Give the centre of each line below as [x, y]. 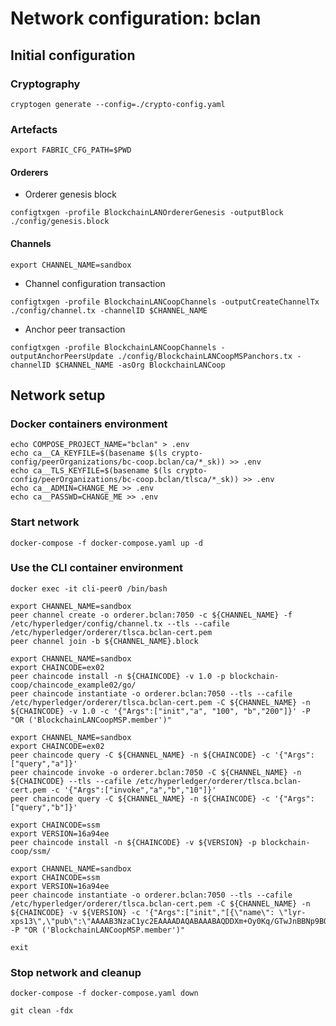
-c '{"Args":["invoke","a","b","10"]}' [133, 790]
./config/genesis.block [60, 222]
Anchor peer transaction [75, 329]
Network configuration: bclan [136, 18]
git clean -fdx [42, 1011]
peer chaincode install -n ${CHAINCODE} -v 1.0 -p [118, 676]
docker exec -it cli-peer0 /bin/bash [89, 588]
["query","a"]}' [44, 763]
